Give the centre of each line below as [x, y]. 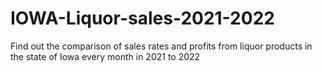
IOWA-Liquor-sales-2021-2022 [142, 18]
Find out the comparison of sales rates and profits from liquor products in [161, 46]
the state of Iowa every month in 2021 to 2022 [105, 56]
